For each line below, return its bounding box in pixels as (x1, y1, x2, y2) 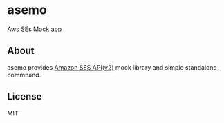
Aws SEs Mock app (7, 25, 62, 33)
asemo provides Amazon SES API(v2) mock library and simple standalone (7, 63, 217, 71)
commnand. (7, 70, 41, 79)
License (7, 91, 42, 102)
